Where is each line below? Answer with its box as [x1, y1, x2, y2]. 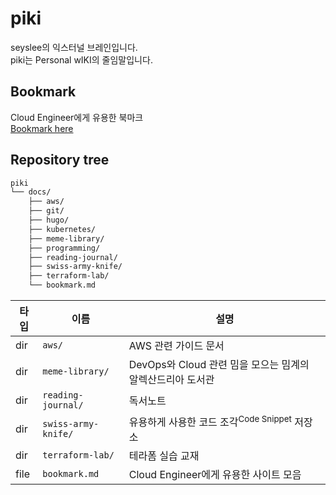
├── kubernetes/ [28, 224, 97, 234]
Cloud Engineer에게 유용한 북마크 [10, 111, 144, 123]
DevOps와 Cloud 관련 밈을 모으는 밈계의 [128, 358, 310, 372]
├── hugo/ [28, 215, 70, 226]
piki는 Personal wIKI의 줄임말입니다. [10, 53, 153, 66]
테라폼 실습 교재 [128, 449, 200, 463]
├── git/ [28, 206, 65, 216]
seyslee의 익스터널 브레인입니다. [10, 41, 138, 53]
